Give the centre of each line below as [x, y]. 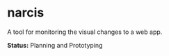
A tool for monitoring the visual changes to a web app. [85, 32]
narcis [26, 13]
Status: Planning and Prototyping [55, 45]
